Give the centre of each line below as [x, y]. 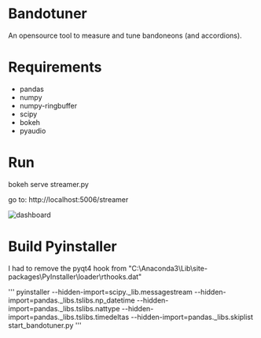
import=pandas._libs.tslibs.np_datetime [72, 300]
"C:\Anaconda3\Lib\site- [168, 268]
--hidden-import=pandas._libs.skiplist [192, 317]
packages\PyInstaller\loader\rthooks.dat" [75, 277]
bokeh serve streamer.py [48, 184]
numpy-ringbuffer [48, 105]
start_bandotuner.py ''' [45, 325]
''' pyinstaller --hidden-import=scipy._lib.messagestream [100, 292]
